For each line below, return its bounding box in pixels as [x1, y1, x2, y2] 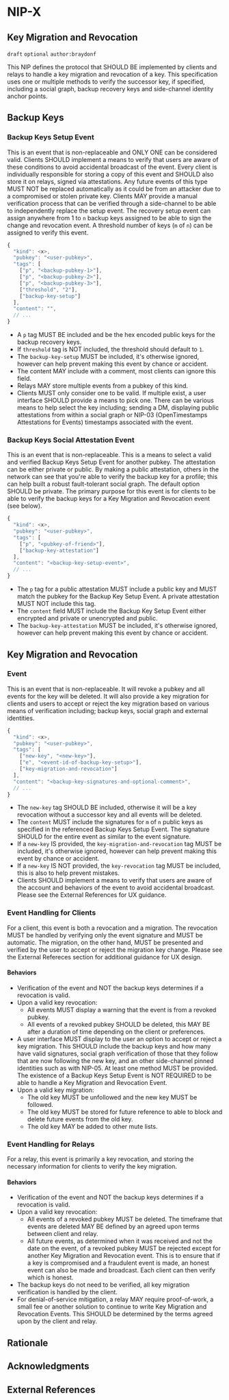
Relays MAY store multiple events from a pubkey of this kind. [16, 382, 189, 390]
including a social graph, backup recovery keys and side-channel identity [7, 85, 214, 93]
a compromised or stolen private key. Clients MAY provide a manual [7, 191, 198, 200]
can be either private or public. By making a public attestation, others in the [7, 465, 219, 474]
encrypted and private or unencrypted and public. [16, 614, 158, 622]
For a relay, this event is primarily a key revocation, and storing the [7, 1155, 194, 1163]
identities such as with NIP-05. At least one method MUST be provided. [16, 1064, 218, 1072]
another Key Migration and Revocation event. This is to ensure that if [27, 1252, 221, 1260]
